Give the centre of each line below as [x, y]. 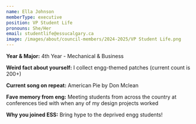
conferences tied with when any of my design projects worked [82, 103]
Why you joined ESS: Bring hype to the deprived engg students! [84, 115]
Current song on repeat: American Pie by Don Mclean [73, 85]
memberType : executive [34, 17]
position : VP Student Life [39, 23]
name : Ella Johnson [30, 12]
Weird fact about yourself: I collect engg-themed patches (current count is [98, 68]
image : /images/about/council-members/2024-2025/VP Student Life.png [94, 39]
